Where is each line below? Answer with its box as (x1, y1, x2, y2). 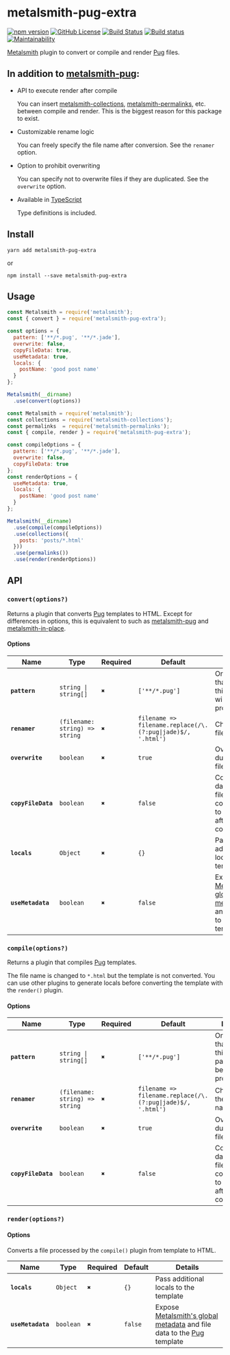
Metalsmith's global (155, 1310, 218, 1320)
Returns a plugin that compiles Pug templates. (7, 958, 137, 966)
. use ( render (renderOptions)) (13, 556, 97, 563)
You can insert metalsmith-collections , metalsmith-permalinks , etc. (16, 100, 207, 108)
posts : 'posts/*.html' (19, 537, 84, 544)
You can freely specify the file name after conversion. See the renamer (16, 141, 215, 149)
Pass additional (155, 1274, 204, 1284)
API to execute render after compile (16, 86, 118, 94)
